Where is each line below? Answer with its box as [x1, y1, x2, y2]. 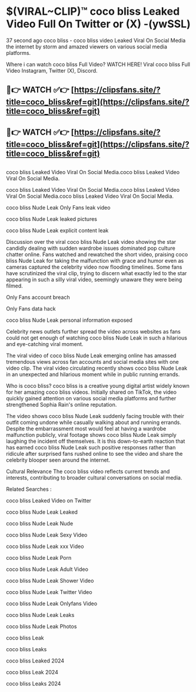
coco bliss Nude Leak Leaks [6, 612, 75, 619]
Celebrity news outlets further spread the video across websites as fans [6, 328, 181, 335]
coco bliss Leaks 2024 [6, 680, 61, 687]
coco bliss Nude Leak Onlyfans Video [6, 600, 98, 607]
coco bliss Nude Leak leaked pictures [6, 216, 97, 223]
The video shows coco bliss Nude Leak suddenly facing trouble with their [6, 413, 184, 420]
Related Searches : [6, 486, 52, 493]
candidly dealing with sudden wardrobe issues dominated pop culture [6, 244, 175, 252]
